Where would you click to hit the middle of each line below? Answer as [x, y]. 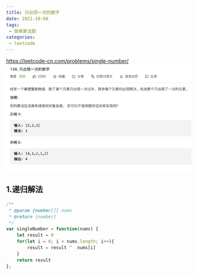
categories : [21, 37]
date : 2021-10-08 [27, 19]
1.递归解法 [25, 189]
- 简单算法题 [22, 31]
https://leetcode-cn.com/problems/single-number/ [68, 61]
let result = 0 [35, 236]
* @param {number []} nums [40, 210]
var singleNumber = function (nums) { [52, 229]
